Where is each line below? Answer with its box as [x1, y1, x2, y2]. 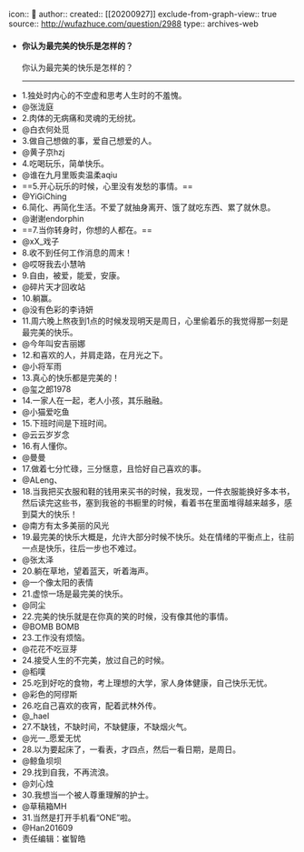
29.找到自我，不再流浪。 [21, 767, 114, 777]
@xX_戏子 [21, 236, 60, 247]
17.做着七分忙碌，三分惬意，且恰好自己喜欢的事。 [21, 464, 206, 475]
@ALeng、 [21, 475, 63, 486]
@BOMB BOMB [21, 621, 80, 632]
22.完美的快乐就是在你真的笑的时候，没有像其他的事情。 [21, 611, 233, 622]
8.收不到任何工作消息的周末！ [21, 247, 133, 258]
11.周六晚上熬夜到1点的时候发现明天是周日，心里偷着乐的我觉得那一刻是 [21, 316, 289, 326]
